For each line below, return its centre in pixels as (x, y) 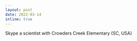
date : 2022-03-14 (23, 14)
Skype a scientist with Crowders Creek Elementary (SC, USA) (68, 33)
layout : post (19, 10)
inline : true (19, 19)
